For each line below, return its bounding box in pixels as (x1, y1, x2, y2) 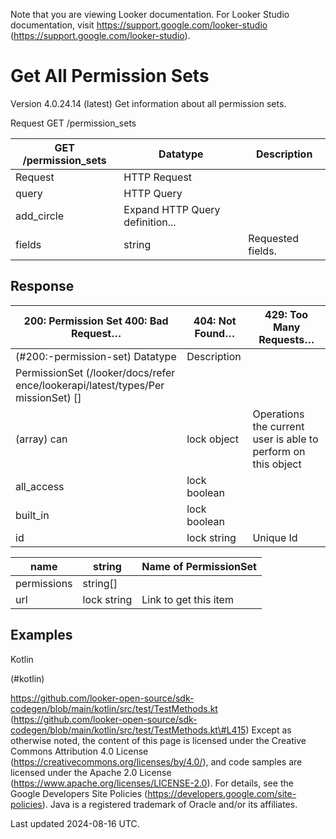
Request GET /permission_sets (10, 117, 137, 129)
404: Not (193, 314, 237, 328)
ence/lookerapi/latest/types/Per (15, 378, 165, 392)
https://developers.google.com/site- (147, 787, 297, 799)
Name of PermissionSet (141, 559, 257, 573)
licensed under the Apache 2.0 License (10, 766, 172, 778)
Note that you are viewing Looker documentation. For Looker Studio (10, 9, 290, 20)
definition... (123, 215, 177, 229)
